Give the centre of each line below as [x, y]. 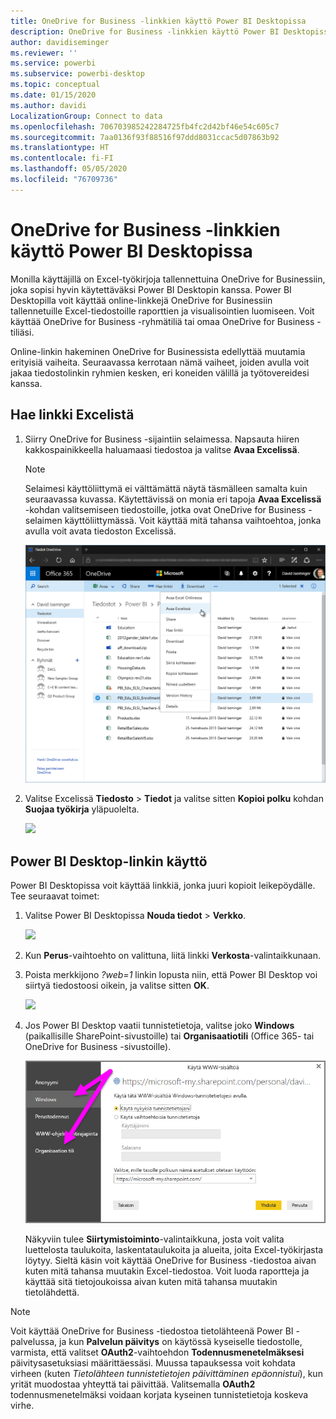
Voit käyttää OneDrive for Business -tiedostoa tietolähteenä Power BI [152, 1331]
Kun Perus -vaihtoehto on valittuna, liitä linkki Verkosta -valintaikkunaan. [172, 956]
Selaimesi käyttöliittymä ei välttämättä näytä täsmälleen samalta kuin [166, 488]
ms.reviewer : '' [44, 53]
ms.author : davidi [48, 105]
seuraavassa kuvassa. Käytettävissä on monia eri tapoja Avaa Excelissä [173, 499]
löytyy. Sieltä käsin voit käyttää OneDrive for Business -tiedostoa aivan [170, 1261]
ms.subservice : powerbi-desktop [77, 74]
